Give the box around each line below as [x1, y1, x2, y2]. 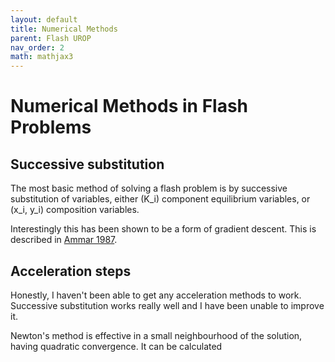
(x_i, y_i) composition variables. [10, 204, 140, 216]
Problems [10, 116, 92, 139]
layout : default [10, 14, 78, 25]
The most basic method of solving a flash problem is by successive [10, 182, 288, 195]
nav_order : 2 [10, 42, 65, 53]
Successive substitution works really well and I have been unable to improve [10, 299, 325, 311]
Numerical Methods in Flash [10, 95, 249, 118]
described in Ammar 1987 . [10, 234, 118, 246]
